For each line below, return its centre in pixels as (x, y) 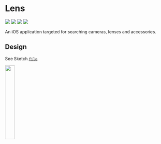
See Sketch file (21, 58)
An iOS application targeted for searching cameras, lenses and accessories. (80, 31)
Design (16, 47)
